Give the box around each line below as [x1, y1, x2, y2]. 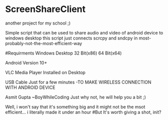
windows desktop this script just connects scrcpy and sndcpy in [5, 35, 138, 41]
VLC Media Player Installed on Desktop [5, 69, 86, 75]
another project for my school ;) [5, 20, 71, 26]
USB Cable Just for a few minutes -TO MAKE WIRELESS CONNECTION [5, 79, 151, 85]
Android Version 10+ [5, 59, 48, 65]
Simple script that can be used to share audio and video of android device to [5, 29, 163, 35]
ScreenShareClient [5, 3, 86, 15]
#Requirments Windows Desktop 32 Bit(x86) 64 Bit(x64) [5, 50, 122, 56]
